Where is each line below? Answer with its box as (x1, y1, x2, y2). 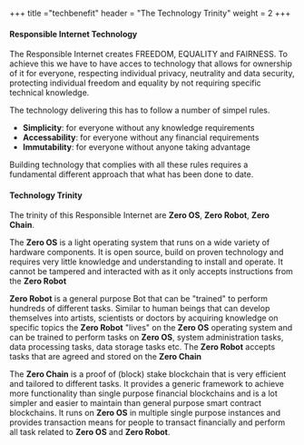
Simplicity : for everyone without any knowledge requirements (22, 123, 255, 133)
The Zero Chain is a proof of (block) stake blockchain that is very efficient (9, 369, 287, 380)
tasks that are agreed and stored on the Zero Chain (9, 351, 202, 362)
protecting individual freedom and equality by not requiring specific (9, 77, 261, 89)
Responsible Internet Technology (9, 28, 138, 39)
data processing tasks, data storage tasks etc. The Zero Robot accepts (9, 341, 276, 352)
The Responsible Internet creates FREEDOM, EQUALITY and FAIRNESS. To (9, 49, 289, 60)
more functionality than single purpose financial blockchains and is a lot (9, 388, 279, 399)
